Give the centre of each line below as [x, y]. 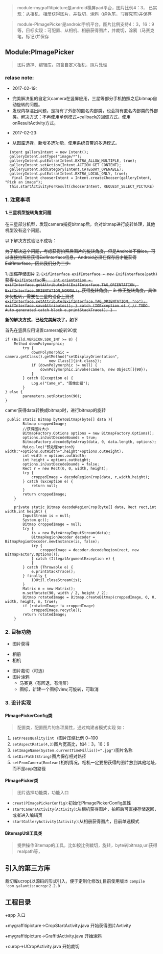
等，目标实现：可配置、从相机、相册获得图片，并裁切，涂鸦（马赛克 [86, 30]
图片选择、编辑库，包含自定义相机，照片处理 [62, 64]
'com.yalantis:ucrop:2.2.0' [34, 886]
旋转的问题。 [29, 104]
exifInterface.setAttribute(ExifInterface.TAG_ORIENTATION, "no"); [75, 302]
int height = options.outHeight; [57, 460]
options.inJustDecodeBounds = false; [61, 464]
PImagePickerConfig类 [29, 716]
